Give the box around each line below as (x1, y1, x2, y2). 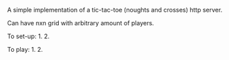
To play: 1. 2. (7, 46, 43, 53)
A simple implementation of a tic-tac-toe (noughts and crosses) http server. (7, 6, 223, 14)
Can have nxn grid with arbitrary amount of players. (7, 19, 154, 27)
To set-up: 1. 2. (7, 32, 50, 40)
